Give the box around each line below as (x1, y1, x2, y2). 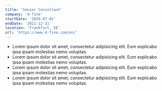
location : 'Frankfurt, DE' (5, 26, 61, 30)
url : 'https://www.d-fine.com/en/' (5, 30, 78, 35)
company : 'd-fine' (5, 12, 43, 17)
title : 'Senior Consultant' (5, 7, 63, 12)
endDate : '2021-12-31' (5, 21, 52, 26)
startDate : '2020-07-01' (5, 16, 56, 21)
